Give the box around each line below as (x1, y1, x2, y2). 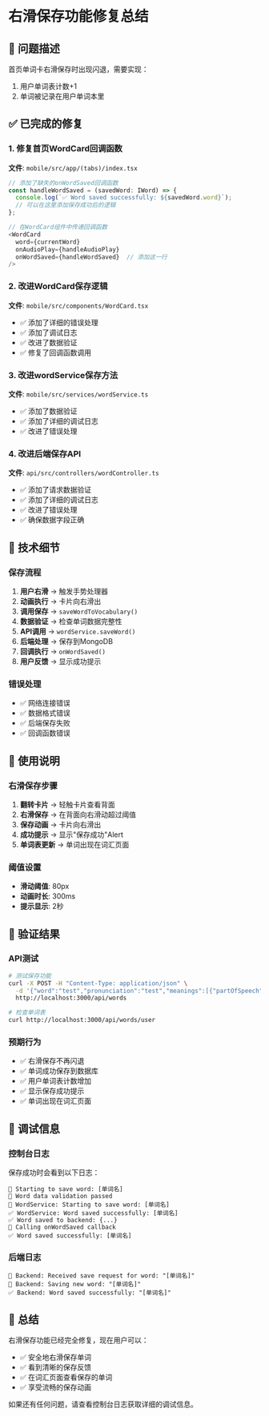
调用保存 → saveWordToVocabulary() (19, 606, 139, 616)
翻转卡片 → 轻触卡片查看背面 (19, 799, 116, 809)
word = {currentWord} (15, 238, 81, 246)
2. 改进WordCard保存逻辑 (8, 281, 108, 292)
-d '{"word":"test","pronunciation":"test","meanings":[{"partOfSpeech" (15, 987, 263, 995)
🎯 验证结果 (8, 927, 60, 941)
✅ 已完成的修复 (8, 117, 83, 131)
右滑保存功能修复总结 (8, 7, 150, 26)
